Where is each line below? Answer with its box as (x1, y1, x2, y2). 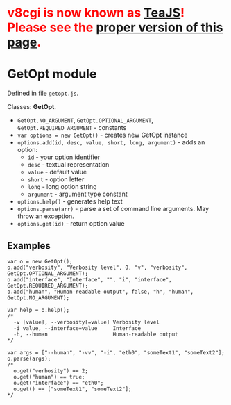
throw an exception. (17, 212, 74, 220)
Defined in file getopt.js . (7, 89, 78, 98)
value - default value (27, 168, 87, 176)
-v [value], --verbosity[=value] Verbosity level (13, 318, 160, 326)
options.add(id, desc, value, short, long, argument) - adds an (17, 138, 205, 147)
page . (7, 35, 42, 50)
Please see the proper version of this (7, 19, 223, 35)
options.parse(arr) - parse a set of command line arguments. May (17, 205, 209, 213)
